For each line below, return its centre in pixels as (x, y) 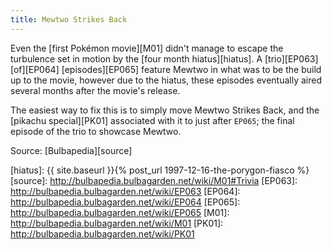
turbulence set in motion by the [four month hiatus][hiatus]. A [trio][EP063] (164, 58)
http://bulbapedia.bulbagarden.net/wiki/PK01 (102, 233)
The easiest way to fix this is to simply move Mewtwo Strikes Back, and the (165, 110)
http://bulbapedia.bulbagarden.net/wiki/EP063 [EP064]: (125, 191)
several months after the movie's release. (95, 90)
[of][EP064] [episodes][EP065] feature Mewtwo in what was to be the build (166, 69)
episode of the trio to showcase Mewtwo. (96, 131)
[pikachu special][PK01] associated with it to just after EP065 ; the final (152, 120)
